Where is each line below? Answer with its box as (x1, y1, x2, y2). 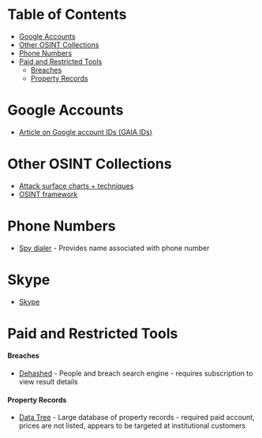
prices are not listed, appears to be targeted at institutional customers (18, 421, 246, 431)
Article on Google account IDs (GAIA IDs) (18, 127, 153, 137)
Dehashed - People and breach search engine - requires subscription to (18, 369, 253, 378)
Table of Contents (7, 6, 127, 24)
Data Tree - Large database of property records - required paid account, (18, 413, 255, 422)
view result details (18, 377, 78, 387)
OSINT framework (18, 189, 78, 199)
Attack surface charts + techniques (18, 181, 134, 190)
